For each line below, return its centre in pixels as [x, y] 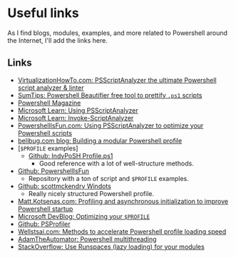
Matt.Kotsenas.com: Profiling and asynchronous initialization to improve [123, 201]
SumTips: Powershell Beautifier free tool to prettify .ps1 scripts [110, 95]
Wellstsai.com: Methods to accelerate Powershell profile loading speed [122, 231]
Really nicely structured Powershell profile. [91, 193]
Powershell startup [45, 209]
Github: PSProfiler [44, 224]
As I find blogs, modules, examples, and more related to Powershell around [118, 33]
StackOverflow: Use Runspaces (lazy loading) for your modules [111, 247]
